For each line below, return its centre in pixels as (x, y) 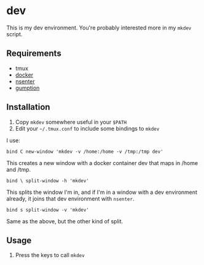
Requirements (34, 54)
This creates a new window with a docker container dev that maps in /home (102, 163)
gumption (27, 88)
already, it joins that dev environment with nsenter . (70, 198)
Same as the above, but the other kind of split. (65, 221)
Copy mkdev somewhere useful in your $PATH (71, 122)
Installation (28, 107)
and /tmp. (19, 169)
